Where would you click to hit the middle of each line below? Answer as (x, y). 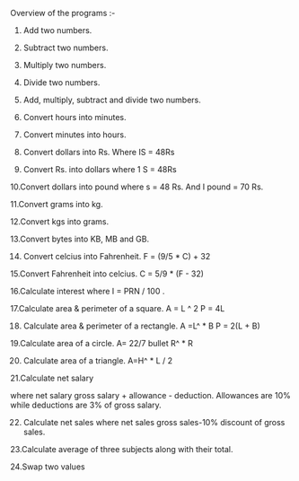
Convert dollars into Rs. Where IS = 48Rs (99, 152)
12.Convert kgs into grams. (60, 222)
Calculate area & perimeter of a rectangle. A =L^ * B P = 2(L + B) (142, 326)
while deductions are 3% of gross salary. (86, 405)
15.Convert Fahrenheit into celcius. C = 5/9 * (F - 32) (107, 274)
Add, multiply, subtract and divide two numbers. (112, 100)
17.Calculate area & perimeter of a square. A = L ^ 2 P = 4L (118, 308)
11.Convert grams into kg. (57, 204)
